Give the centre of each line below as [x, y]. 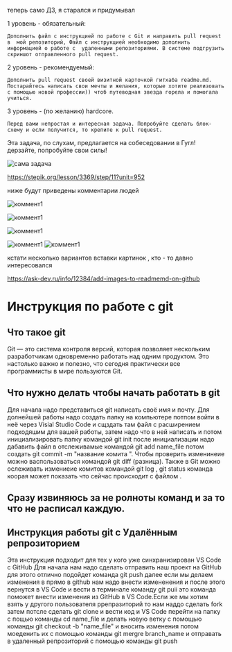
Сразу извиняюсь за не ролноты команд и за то [116, 498]
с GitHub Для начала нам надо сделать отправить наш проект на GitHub [114, 567]
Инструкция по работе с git [90, 307]
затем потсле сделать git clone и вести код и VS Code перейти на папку [114, 612]
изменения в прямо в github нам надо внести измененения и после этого [116, 582]
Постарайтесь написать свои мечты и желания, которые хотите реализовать [116, 86]
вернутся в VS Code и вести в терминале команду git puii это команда [112, 590]
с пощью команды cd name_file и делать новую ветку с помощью [105, 619]
